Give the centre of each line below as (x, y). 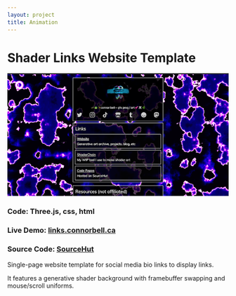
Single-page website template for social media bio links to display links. (111, 264)
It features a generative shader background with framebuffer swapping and (116, 278)
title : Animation (33, 22)
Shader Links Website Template (102, 58)
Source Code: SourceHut (51, 249)
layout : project (31, 15)
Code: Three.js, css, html (51, 212)
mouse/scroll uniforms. (41, 285)
